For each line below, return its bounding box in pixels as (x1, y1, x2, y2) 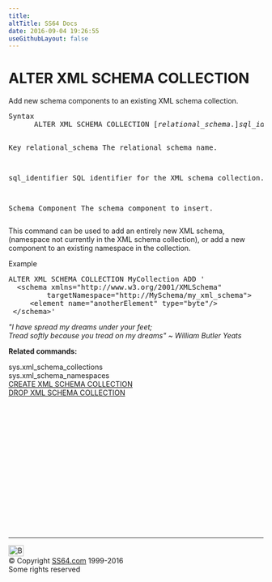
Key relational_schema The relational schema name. (8, 143, 219, 152)
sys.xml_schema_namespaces (8, 371, 110, 380)
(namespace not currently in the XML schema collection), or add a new (8, 235, 245, 244)
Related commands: (8, 346, 78, 356)
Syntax (8, 112, 35, 121)
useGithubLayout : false (8, 34, 89, 43)
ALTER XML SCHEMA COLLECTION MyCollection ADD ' (8, 274, 205, 284)
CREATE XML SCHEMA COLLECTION (8, 380, 134, 389)
